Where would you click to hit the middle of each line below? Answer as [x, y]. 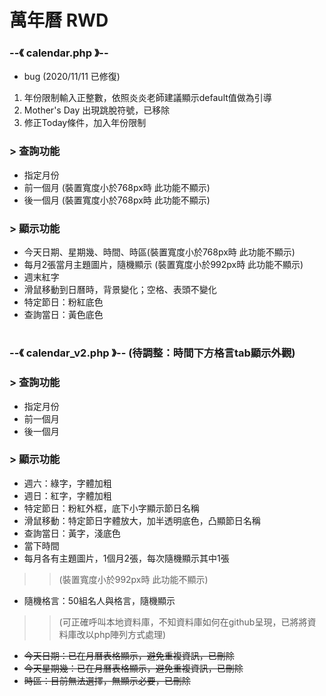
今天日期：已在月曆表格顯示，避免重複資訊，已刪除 [129, 655]
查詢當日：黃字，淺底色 [72, 533]
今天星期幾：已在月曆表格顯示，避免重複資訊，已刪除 [133, 668]
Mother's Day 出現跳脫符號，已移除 [97, 110]
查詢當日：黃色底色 [63, 315]
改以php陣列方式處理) [121, 634]
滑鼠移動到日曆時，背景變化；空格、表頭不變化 [120, 290]
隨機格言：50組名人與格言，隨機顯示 [99, 600]
